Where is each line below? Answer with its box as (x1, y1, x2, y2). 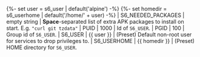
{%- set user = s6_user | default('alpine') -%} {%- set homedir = (6, 5, 167, 12)
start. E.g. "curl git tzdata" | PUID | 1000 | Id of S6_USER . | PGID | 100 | (6, 24, 185, 32)
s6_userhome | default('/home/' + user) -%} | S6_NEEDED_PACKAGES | (6, 12, 185, 19)
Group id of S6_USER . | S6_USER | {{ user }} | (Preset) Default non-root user (6, 31, 192, 38)
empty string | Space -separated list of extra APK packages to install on (6, 18, 184, 25)
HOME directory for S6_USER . (6, 44, 77, 51)
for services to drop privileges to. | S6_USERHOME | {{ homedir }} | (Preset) (6, 38, 195, 44)
